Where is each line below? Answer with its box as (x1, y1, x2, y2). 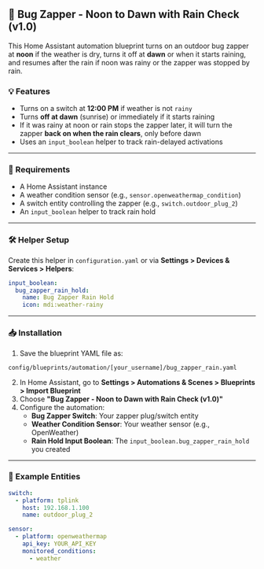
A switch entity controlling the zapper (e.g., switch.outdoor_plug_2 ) (19, 198, 238, 209)
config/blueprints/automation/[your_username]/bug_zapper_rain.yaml (8, 364, 237, 371)
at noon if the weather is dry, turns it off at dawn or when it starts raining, (8, 49, 246, 59)
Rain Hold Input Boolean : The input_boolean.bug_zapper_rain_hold (31, 436, 250, 445)
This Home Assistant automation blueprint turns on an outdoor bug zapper (8, 41, 249, 50)
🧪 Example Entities (8, 471, 81, 482)
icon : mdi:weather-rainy (22, 301, 104, 309)
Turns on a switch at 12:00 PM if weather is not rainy (19, 104, 192, 113)
